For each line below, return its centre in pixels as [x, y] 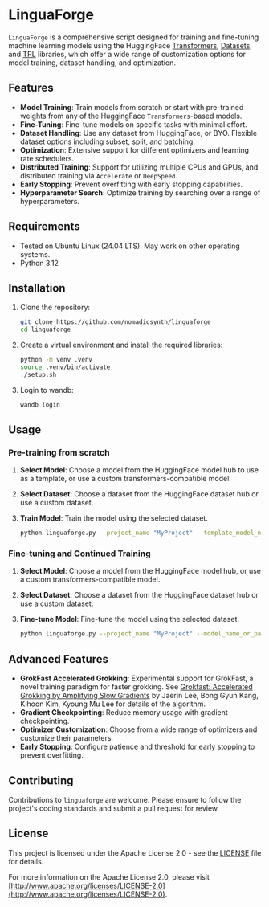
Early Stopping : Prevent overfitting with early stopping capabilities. [131, 184]
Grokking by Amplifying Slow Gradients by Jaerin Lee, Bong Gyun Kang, [139, 696]
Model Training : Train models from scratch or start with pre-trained [132, 107]
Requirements [44, 227]
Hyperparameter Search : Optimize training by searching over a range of [140, 192]
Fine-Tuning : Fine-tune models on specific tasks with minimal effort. [133, 124]
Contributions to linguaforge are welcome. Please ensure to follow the [125, 799]
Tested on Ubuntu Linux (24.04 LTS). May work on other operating [130, 246]
